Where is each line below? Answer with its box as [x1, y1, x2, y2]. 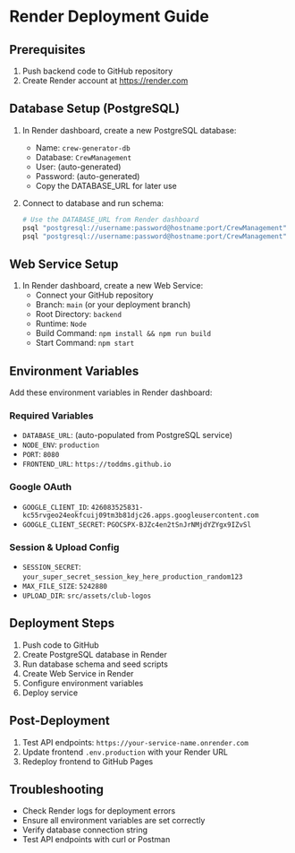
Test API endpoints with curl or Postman [21, 834, 171, 845]
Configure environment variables [21, 677, 144, 688]
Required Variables [9, 409, 94, 422]
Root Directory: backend [35, 309, 122, 320]
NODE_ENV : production [21, 439, 100, 450]
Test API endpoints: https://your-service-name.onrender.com [21, 737, 249, 747]
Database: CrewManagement [35, 151, 132, 162]
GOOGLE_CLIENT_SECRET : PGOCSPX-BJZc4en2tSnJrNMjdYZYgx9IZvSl [21, 518, 252, 530]
